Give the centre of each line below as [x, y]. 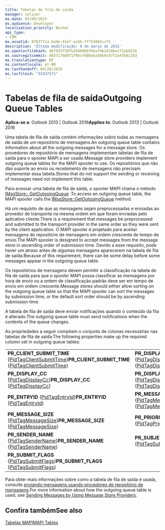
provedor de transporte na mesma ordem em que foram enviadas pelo [76, 214]
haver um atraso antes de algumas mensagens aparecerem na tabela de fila [82, 250]
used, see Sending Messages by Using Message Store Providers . [71, 495]
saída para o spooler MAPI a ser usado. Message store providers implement [81, 158]
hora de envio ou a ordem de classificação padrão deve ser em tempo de [79, 281]
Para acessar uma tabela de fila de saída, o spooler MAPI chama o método [81, 188]
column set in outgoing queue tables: [42, 342]
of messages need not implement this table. [50, 179]
